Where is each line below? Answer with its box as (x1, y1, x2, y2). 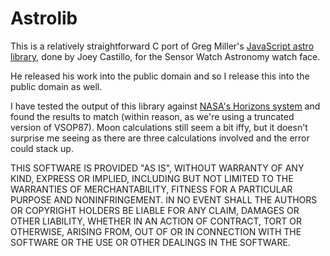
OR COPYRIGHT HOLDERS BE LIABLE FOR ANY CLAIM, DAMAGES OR (10, 204, 300, 216)
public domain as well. (10, 80, 103, 92)
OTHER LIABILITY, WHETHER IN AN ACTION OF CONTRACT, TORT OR (10, 215, 302, 227)
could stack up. (10, 142, 74, 154)
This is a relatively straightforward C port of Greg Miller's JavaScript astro (10, 40, 315, 52)
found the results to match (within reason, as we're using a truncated (10, 110, 295, 122)
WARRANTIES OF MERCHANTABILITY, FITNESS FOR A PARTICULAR (10, 183, 293, 195)
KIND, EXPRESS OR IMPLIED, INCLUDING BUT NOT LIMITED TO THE (10, 172, 294, 184)
